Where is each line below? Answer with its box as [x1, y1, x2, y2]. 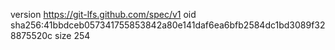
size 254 [54, 30, 91, 41]
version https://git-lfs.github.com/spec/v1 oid [10, 9, 197, 20]
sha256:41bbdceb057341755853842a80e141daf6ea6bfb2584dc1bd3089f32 [10, 19, 326, 31]
